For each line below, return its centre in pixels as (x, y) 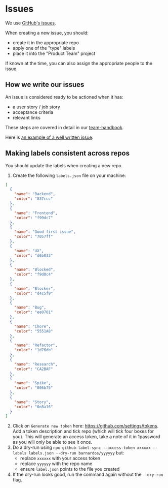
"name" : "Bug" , (30, 308)
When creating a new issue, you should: (47, 33)
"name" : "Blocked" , (35, 270)
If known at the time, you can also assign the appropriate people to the (79, 63)
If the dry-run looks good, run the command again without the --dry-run (88, 475)
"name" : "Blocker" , (35, 288)
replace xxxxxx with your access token (60, 459)
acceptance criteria (33, 112)
